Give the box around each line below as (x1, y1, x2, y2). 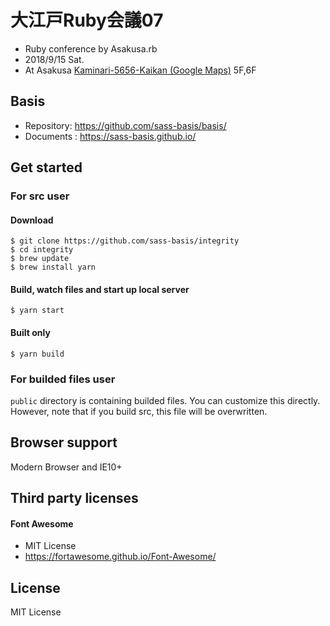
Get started (10, 159, 83, 176)
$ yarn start (10, 306, 65, 316)
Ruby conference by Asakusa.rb (24, 42, 158, 55)
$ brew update (10, 254, 70, 264)
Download (10, 214, 54, 226)
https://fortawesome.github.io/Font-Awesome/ (24, 551, 217, 563)
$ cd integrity (10, 245, 74, 255)
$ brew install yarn (10, 262, 97, 273)
